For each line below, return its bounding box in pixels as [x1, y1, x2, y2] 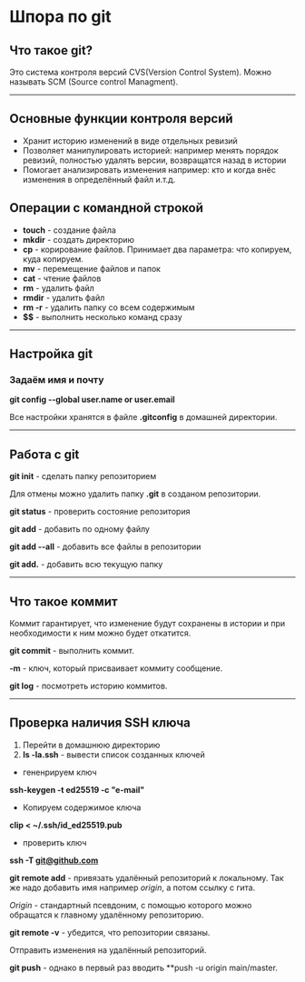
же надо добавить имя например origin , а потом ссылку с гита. [9, 882, 256, 893]
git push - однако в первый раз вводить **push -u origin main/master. [9, 962, 279, 973]
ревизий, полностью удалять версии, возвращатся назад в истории [22, 155, 287, 165]
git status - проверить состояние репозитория [9, 506, 191, 517]
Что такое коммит [9, 594, 118, 609]
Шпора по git [9, 6, 112, 27]
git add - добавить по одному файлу [9, 524, 150, 535]
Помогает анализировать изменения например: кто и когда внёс [22, 164, 277, 175]
